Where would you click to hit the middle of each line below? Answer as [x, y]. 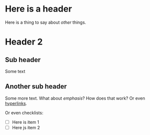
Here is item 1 [26, 122]
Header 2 [24, 42]
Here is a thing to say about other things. [45, 22]
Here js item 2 [26, 127]
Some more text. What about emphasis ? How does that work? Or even [75, 98]
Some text [15, 71]
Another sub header [36, 86]
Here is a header [38, 9]
